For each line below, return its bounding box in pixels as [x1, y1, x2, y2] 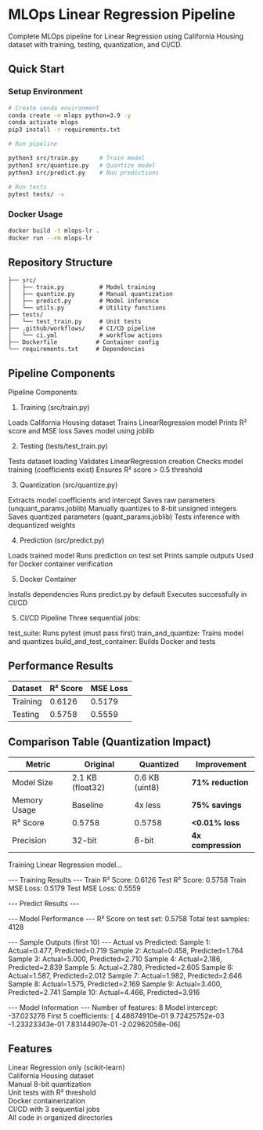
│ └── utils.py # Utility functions [8, 304, 167, 312]
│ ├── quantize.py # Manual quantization [8, 291, 174, 298]
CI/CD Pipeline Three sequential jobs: [19, 613, 141, 623]
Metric [25, 759, 51, 770]
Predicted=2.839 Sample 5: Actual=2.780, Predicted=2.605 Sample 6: [8, 962, 234, 971]
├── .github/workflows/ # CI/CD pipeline [8, 324, 156, 333]
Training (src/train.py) [19, 403, 90, 412]
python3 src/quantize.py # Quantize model [8, 161, 156, 170]
